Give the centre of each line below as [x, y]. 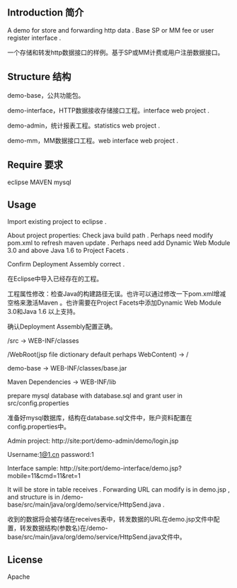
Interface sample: [33, 468]
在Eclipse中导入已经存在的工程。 [55, 279]
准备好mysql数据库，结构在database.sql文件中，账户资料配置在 [100, 418]
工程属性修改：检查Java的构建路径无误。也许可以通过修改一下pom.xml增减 [117, 294]
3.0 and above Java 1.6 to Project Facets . [68, 251]
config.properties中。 [39, 426]
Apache [19, 577]
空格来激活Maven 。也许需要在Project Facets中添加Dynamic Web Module [114, 303]
